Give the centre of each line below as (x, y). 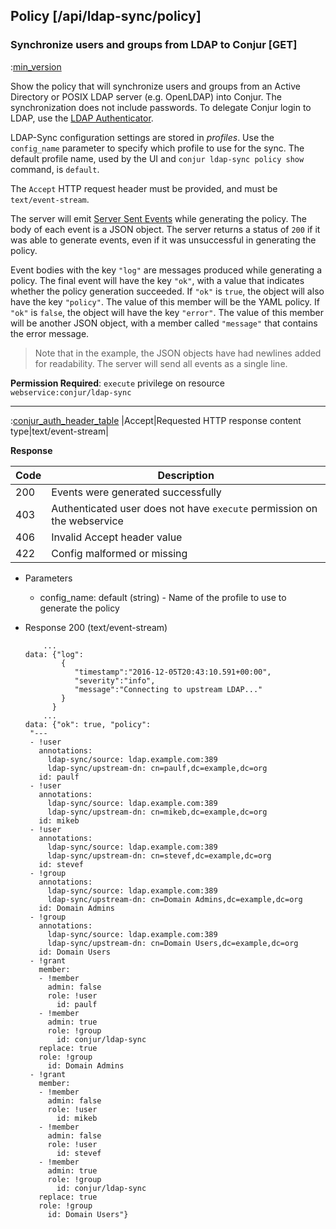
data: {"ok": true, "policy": (88, 724)
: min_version (36, 66)
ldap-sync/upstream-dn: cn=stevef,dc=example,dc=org (159, 855)
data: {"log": (54, 654)
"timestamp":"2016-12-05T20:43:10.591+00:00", (173, 672)
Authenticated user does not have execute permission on (184, 508)
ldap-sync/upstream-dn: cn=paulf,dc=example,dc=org (157, 768)
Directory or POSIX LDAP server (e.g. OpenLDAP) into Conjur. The (146, 96)
